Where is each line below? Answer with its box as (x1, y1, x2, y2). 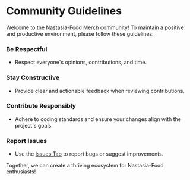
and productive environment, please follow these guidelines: (6, 30, 154, 37)
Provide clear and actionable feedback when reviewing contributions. (14, 87, 185, 94)
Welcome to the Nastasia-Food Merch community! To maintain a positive (6, 24, 184, 31)
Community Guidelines (6, 4, 122, 18)
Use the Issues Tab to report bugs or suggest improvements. (14, 150, 164, 157)
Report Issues (6, 136, 47, 145)
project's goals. (14, 122, 53, 129)
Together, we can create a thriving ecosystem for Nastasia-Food (6, 162, 164, 169)
